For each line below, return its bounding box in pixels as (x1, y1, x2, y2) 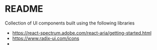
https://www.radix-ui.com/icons (12, 35, 80, 41)
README (5, 3, 43, 15)
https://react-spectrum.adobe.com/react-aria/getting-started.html (12, 30, 152, 36)
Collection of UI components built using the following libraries (5, 20, 135, 26)
